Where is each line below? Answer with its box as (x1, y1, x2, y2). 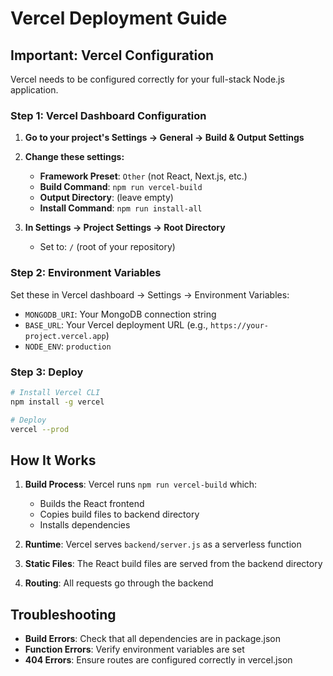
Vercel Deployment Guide (10, 7, 228, 30)
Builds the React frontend (39, 498, 145, 510)
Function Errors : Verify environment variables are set (24, 643, 245, 656)
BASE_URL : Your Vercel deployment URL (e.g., (24, 318, 208, 331)
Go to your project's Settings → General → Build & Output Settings (24, 132, 305, 144)
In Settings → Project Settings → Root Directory (24, 222, 226, 234)
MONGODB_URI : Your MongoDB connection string (24, 308, 217, 320)
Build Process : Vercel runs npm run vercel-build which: (24, 478, 258, 491)
